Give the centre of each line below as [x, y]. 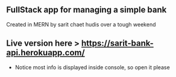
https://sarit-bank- [117, 44]
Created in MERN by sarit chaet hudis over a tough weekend [81, 24]
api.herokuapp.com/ [46, 53]
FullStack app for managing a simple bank [86, 10]
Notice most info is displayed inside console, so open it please [92, 67]
